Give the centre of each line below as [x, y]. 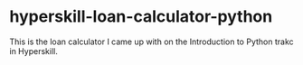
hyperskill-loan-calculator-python [141, 17]
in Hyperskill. [34, 51]
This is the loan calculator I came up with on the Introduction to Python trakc [151, 42]
